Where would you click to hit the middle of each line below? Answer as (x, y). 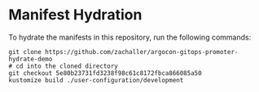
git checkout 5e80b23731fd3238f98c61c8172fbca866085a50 (105, 73)
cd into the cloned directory (67, 66)
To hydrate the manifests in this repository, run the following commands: (130, 37)
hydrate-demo (31, 59)
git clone (25, 52)
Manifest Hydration (75, 15)
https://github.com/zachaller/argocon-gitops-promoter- (141, 52)
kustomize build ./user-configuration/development (96, 80)
